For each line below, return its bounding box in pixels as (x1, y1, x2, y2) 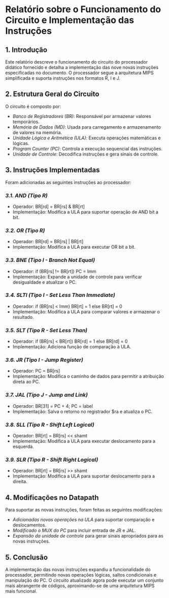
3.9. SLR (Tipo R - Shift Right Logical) (5, 456, 98, 463)
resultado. (12, 314, 34, 320)
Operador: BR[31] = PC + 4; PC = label (12, 403, 93, 409)
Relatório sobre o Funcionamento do (5, 4, 161, 15)
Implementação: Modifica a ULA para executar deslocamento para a (12, 438, 156, 444)
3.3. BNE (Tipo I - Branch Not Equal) (5, 257, 95, 264)
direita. (12, 479, 27, 485)
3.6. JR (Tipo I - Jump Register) (5, 356, 84, 364)
